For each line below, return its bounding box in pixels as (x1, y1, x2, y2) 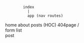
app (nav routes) (27, 13, 64, 18)
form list (5, 27, 22, 33)
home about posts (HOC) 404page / (5, 22, 80, 28)
